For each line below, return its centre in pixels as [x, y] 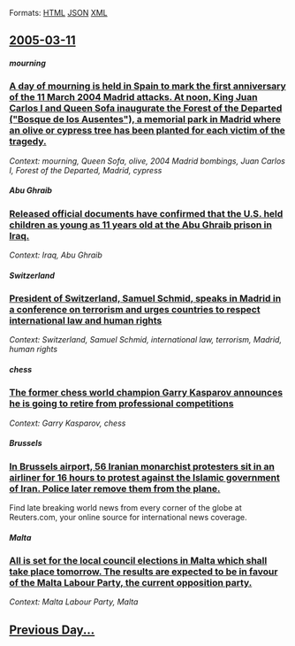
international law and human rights [86, 320]
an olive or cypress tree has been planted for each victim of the [147, 130]
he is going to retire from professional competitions [121, 404]
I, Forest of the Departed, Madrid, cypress [86, 170]
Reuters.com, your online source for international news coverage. [128, 518]
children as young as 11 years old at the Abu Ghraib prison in [140, 225]
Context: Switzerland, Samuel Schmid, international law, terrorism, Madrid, [146, 340]
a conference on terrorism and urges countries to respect [135, 310]
